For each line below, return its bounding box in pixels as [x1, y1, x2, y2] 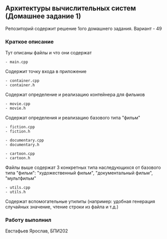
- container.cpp [5, 78, 39, 83]
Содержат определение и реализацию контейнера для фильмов [5, 91, 145, 98]
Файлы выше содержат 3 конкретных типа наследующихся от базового [5, 164, 161, 170]
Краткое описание [5, 38, 54, 45]
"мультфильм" [5, 175, 36, 182]
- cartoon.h [5, 156, 30, 161]
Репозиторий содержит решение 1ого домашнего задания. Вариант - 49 [5, 25, 162, 31]
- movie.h [5, 106, 26, 111]
